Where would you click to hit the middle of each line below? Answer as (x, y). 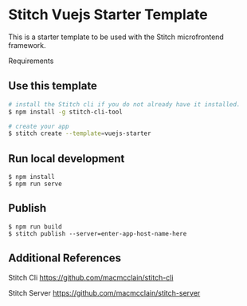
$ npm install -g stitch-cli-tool (66, 112)
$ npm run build (35, 227)
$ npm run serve (35, 184)
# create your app (39, 126)
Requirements (31, 61)
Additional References (65, 258)
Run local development (67, 159)
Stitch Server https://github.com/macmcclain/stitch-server (104, 292)
